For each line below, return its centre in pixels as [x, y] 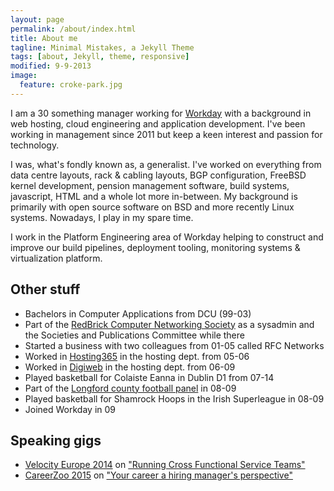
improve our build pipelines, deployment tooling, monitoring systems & [155, 247]
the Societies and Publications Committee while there [134, 335]
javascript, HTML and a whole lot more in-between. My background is [154, 196]
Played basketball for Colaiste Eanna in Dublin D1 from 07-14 [149, 377]
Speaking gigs [56, 440]
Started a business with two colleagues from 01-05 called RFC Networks [174, 345]
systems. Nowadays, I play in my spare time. [102, 217]
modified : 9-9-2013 [51, 66]
